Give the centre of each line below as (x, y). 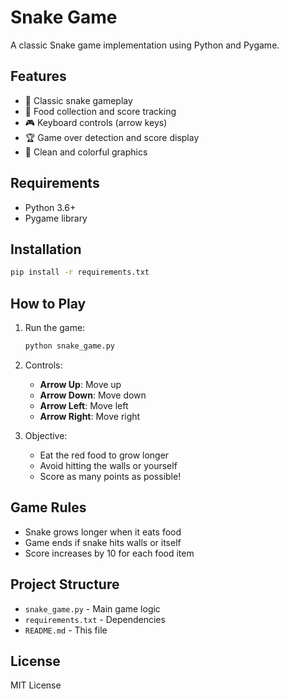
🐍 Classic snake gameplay (78, 100)
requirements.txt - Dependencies (95, 619)
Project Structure (65, 584)
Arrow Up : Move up (80, 384)
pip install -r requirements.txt (80, 272)
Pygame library (56, 218)
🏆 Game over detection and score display (112, 137)
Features (38, 76)
